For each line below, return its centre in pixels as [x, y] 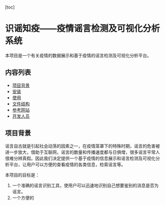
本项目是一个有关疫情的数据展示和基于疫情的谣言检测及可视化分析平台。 [78, 55]
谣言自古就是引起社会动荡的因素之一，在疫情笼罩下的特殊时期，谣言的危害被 [82, 146]
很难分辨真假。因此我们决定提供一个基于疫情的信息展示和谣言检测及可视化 [80, 158]
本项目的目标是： [22, 175]
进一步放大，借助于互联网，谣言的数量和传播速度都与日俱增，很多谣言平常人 [82, 152]
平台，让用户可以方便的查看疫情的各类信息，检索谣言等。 [67, 164]
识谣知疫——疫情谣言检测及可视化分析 [83, 29]
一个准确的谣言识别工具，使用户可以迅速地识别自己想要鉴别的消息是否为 [85, 185]
